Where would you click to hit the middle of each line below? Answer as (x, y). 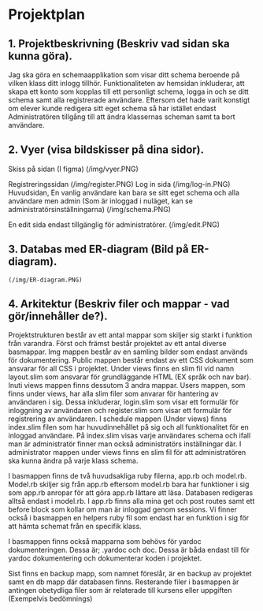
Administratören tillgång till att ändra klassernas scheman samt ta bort (122, 117)
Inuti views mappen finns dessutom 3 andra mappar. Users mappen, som (127, 386)
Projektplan (46, 15)
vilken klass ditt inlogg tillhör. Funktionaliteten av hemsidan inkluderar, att (127, 83)
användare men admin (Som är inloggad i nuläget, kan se (100, 201)
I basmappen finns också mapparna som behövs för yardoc (105, 542)
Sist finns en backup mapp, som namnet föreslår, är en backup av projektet (130, 574)
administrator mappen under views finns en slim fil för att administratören (127, 453)
